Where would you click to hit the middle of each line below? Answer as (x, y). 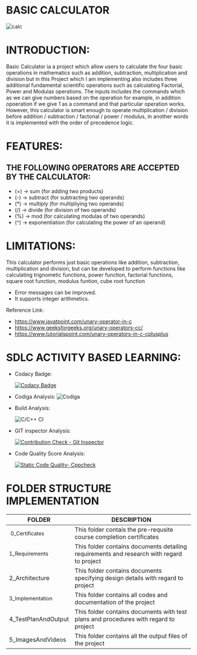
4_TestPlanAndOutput (39, 619)
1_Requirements (29, 554)
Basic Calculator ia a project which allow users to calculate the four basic (94, 66)
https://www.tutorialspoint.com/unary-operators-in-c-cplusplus (91, 334)
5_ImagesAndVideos (38, 639)
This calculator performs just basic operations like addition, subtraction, (93, 262)
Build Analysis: (32, 408)
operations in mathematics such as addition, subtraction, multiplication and (97, 72)
